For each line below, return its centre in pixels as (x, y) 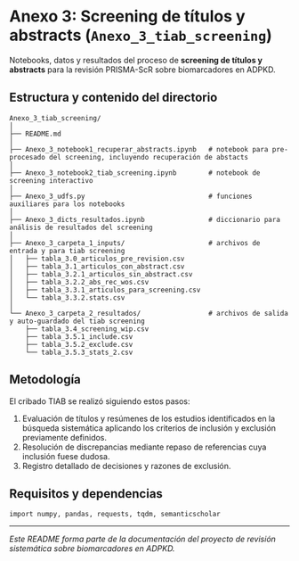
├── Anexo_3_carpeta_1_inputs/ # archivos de (135, 243)
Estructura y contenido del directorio (113, 98)
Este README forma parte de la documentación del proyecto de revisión (142, 539)
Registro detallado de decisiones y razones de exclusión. (126, 466)
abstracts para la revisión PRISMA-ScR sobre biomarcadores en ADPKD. (142, 70)
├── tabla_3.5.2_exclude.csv (79, 344)
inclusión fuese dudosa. (66, 456)
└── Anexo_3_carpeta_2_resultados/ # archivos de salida (149, 313)
